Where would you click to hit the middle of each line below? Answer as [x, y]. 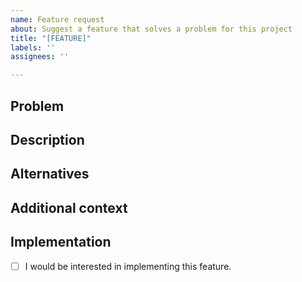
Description [47, 139]
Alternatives [50, 174]
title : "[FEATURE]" [51, 38]
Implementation [61, 242]
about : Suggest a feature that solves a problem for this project [151, 29]
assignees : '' [40, 57]
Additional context [69, 207]
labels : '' [33, 47]
